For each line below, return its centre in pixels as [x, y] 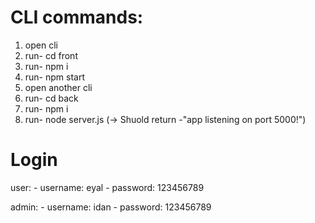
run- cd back [51, 98]
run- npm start [55, 77]
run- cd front [51, 55]
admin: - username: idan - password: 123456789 [111, 207]
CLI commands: [77, 17]
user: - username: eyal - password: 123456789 [107, 187]
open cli [41, 45]
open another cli [58, 87]
